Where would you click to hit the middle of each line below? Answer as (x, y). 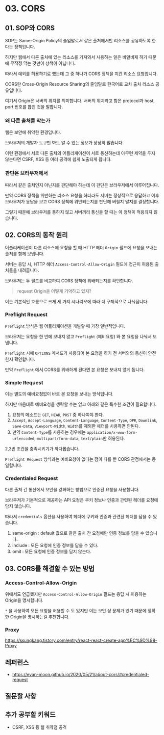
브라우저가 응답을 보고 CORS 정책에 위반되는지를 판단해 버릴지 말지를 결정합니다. (82, 201)
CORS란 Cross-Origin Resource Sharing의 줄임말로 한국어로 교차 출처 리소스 (80, 84)
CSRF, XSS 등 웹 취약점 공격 (39, 727)
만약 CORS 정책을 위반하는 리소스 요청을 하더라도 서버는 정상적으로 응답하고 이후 (82, 195)
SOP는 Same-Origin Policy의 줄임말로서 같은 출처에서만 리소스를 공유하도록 (78, 40)
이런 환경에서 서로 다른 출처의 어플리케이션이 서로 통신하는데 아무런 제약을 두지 (80, 153)
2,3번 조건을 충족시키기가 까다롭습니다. (42, 449)
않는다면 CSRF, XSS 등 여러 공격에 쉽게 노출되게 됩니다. (58, 159)
